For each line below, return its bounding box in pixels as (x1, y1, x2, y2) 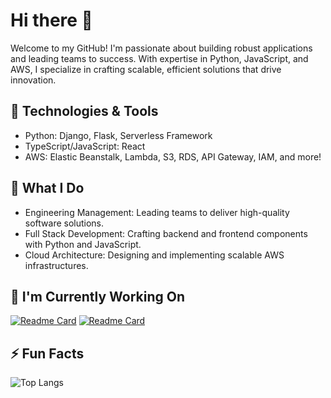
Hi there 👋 (10, 9, 93, 32)
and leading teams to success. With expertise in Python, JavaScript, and (10, 52, 309, 64)
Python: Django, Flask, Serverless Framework (24, 129, 213, 141)
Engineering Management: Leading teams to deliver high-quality (24, 206, 290, 218)
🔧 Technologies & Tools (10, 103, 159, 120)
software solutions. (24, 217, 105, 229)
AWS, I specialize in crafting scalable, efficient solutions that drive (10, 63, 282, 75)
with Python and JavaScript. (24, 238, 142, 250)
